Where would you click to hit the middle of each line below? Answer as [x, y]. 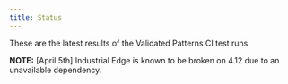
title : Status [36, 17]
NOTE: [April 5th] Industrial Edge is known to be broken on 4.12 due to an [144, 60]
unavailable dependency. [56, 70]
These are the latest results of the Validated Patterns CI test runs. [130, 43]
